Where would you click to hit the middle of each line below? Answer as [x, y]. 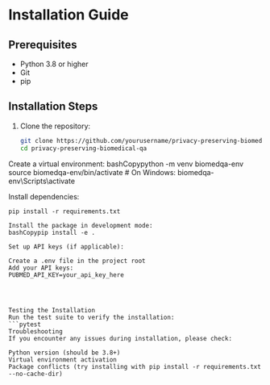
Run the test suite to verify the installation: [91, 317]
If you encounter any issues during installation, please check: [120, 338]
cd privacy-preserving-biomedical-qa [83, 148]
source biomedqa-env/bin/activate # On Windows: [92, 172]
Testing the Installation [52, 310]
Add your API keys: [41, 268]
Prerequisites [43, 45]
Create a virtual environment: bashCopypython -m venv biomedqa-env [126, 164]
